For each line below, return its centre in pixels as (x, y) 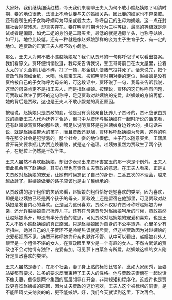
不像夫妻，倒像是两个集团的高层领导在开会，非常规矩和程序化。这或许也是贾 (86, 280)
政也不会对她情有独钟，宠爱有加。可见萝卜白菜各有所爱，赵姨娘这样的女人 (84, 249)
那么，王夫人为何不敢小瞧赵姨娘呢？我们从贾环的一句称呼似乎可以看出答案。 (86, 57)
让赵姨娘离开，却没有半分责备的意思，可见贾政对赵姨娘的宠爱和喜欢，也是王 (86, 217)
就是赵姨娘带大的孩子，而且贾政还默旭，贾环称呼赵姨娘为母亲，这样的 (88, 132)
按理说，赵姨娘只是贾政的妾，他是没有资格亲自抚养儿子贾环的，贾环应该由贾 (86, 112)
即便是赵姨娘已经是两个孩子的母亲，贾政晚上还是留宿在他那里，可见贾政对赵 (86, 198)
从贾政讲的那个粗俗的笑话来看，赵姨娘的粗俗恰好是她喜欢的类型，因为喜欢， (86, 192)
